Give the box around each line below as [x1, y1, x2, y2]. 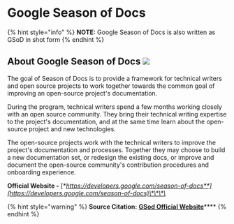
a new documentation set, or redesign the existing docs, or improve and [7, 153, 214, 161]
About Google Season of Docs [7, 56, 141, 68]
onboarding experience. [7, 167, 77, 176]
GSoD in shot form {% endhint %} [7, 35, 105, 43]
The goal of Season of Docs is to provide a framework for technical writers [7, 74, 222, 82]
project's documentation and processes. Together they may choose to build [7, 145, 226, 154]
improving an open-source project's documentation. [7, 89, 158, 97]
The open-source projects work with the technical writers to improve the [7, 138, 217, 147]
